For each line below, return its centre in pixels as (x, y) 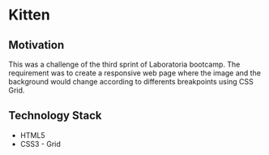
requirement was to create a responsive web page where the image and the (135, 73)
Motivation (36, 45)
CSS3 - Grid (40, 144)
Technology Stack (55, 116)
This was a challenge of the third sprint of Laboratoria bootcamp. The (124, 64)
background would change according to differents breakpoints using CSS (131, 82)
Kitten (29, 15)
